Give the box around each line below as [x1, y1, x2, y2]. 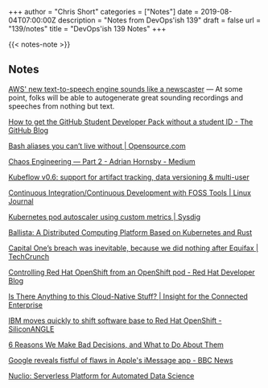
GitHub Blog [8, 125, 49, 135]
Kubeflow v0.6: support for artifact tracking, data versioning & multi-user [8, 172, 249, 182]
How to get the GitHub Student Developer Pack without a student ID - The [8, 117, 254, 126]
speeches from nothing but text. [8, 101, 115, 111]
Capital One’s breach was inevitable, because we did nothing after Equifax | [8, 243, 259, 253]
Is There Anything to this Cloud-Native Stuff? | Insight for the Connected [8, 291, 248, 301]
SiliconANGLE [8, 324, 55, 333]
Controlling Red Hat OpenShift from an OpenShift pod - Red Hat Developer [8, 267, 255, 277]
